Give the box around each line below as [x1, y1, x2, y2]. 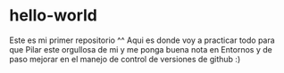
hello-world [9, 5, 98, 26]
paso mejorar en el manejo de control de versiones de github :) [9, 53, 241, 64]
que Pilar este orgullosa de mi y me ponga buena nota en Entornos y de [9, 44, 272, 54]
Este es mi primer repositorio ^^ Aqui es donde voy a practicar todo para [9, 35, 275, 45]
